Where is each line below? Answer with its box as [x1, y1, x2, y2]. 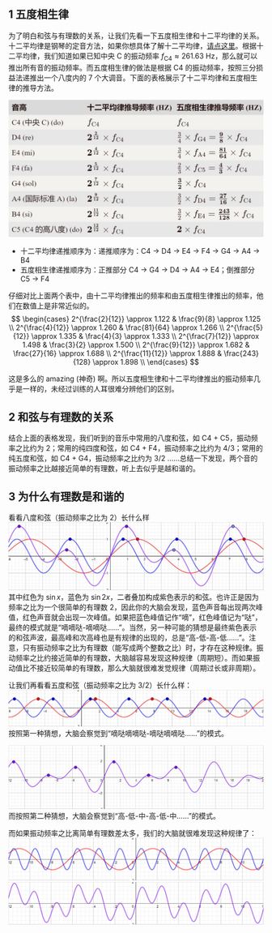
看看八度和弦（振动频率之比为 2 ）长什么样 [8, 512, 150, 522]
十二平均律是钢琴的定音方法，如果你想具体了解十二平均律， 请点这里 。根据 [8, 41, 257, 50]
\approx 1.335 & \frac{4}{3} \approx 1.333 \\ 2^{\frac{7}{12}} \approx [31, 332, 260, 341]
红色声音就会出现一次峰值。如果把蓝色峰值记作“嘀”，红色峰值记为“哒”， [22, 613, 262, 623]
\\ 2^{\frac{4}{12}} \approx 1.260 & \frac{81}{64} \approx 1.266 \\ [9, 323, 225, 332]
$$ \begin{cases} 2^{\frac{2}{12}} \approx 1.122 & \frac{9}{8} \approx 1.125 [11, 315, 261, 324]
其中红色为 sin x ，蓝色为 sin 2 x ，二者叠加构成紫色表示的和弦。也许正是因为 [8, 593, 259, 602]
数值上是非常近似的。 [22, 301, 94, 310]
